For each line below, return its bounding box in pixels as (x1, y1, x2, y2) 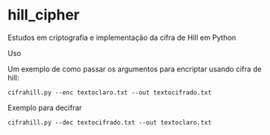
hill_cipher (7, 6, 81, 24)
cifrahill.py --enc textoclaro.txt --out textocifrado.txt (7, 88, 212, 97)
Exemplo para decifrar (7, 102, 82, 112)
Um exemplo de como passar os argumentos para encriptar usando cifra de (7, 63, 262, 74)
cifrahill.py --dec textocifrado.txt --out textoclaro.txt (7, 118, 212, 127)
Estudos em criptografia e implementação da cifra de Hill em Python (7, 33, 237, 42)
